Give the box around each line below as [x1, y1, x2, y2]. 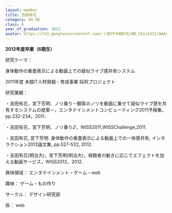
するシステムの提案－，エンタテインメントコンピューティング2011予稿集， [9, 107, 167, 113]
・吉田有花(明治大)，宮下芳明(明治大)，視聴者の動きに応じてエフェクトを [5, 152, 160, 158]
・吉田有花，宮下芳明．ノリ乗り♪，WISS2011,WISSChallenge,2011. [5, 124, 147, 130]
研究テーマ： [5, 57, 32, 63]
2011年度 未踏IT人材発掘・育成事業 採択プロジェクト [5, 79, 116, 84]
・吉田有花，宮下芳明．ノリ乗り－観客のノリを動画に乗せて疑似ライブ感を [5, 100, 162, 106]
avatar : [5, 31, 22, 36]
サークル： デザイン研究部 [5, 191, 60, 197]
